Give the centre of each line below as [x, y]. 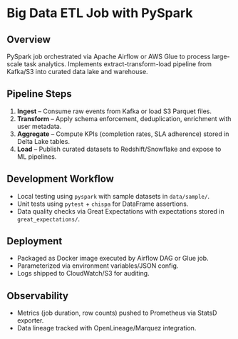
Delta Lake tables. [43, 141]
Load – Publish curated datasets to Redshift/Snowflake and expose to [119, 149]
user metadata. [39, 126]
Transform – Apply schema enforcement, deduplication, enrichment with [124, 118]
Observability [38, 296]
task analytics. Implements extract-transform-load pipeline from [118, 64]
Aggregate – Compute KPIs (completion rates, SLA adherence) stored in [123, 134]
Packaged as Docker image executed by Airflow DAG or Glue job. [113, 259]
